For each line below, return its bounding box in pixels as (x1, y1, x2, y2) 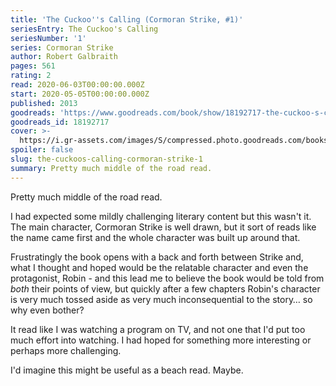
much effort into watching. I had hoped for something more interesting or (10, 334, 312, 346)
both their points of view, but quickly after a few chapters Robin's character (10, 282, 321, 295)
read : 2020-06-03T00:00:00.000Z (10, 80, 145, 90)
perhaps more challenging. (10, 344, 122, 356)
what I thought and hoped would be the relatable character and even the (10, 261, 309, 273)
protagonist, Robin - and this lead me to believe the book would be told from (10, 272, 325, 284)
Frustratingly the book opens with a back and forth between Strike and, (10, 251, 304, 263)
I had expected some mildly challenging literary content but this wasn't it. (10, 210, 312, 222)
